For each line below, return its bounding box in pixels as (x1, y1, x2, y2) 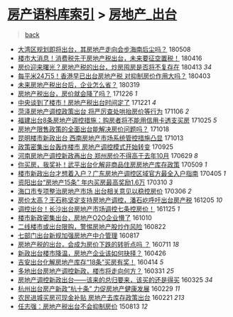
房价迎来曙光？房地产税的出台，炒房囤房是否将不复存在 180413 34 (17, 62, 212, 71)
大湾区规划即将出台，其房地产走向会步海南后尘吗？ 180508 (17, 45, 191, 53)
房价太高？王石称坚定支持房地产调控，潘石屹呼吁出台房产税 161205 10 (17, 196, 222, 204)
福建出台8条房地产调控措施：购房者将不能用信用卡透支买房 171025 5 (17, 116, 217, 124)
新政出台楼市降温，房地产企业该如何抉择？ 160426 (17, 249, 167, 257)
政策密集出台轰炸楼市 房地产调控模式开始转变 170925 (17, 143, 174, 151)
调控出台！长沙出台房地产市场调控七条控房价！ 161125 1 (17, 204, 180, 213)
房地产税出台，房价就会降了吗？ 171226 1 (17, 89, 138, 98)
